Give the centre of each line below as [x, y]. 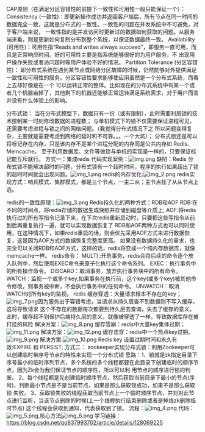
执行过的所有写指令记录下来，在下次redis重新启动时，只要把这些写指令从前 [101, 218]
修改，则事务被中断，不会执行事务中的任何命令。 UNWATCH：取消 [95, 286]
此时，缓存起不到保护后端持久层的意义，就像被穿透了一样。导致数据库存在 [100, 317]
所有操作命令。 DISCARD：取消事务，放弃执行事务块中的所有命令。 [96, 271]
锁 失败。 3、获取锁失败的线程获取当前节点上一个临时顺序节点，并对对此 [98, 393]
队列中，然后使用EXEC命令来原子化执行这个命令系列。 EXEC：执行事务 [101, 263]
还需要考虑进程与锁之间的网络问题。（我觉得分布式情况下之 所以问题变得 [97, 129]
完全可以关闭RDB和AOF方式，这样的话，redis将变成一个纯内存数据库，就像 [101, 248]
